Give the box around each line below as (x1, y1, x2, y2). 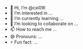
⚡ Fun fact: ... (10, 39, 38, 45)
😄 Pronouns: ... (10, 33, 43, 39)
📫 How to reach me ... (10, 26, 57, 32)
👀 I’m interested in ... (10, 10, 53, 16)
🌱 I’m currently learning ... (10, 15, 64, 21)
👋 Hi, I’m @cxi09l (10, 5, 46, 10)
